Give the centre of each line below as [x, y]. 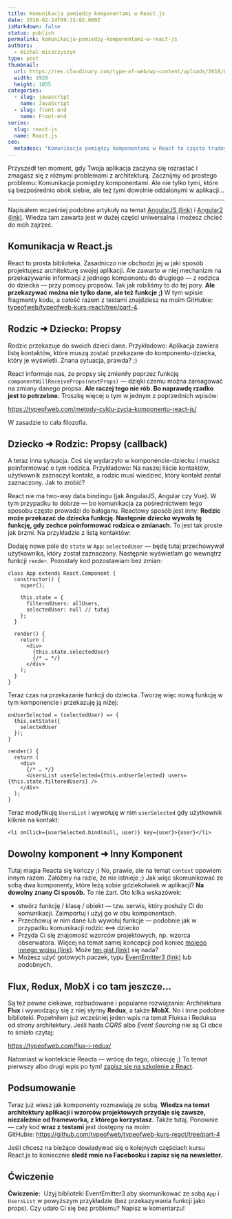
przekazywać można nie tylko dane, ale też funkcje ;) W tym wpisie [105, 292]
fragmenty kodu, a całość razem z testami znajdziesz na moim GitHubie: [110, 300]
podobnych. [35, 965]
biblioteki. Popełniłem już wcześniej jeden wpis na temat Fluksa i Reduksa [112, 1018]
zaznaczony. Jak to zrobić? [46, 483]
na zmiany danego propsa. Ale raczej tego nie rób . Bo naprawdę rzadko [111, 388]
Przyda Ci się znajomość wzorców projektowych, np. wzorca [104, 935]
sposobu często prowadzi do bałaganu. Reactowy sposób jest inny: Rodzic [114, 511]
